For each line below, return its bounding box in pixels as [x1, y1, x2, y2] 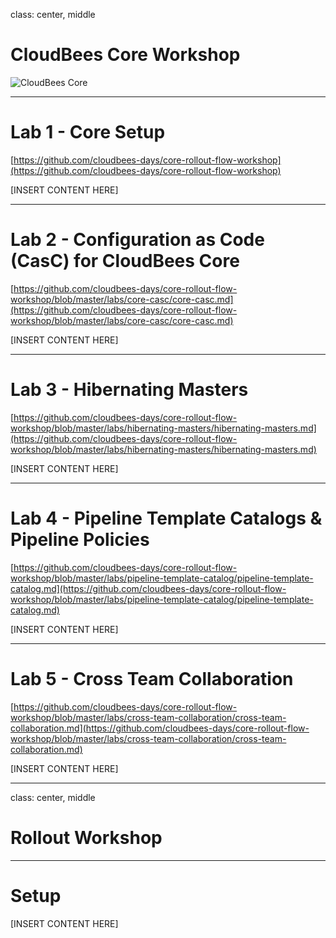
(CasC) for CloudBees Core [10, 250, 240, 273]
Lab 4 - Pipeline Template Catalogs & [10, 507, 323, 529]
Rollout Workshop [10, 826, 163, 849]
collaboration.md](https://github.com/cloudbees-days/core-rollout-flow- [10, 722, 310, 734]
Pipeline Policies [10, 528, 150, 551]
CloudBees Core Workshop [10, 44, 241, 66]
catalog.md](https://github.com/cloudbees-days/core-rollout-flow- [10, 582, 287, 594]
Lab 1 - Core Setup [10, 121, 166, 144]
